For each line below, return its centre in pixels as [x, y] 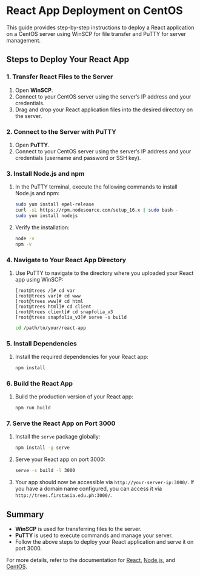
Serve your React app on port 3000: [60, 459]
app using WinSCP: [39, 279]
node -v [25, 238]
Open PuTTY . [32, 145]
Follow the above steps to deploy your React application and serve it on [104, 541]
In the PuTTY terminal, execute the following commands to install [96, 187]
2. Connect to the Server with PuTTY [61, 131]
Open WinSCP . [34, 90]
